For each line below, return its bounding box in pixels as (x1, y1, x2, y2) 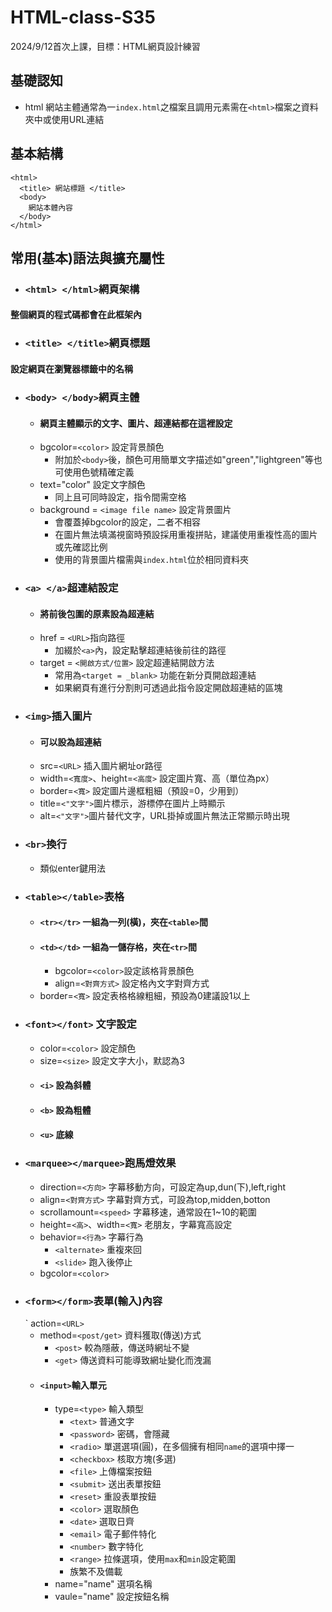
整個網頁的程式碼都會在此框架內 (10, 309, 142, 321)
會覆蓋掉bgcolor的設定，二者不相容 (54, 516, 201, 528)
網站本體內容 (28, 202, 73, 213)
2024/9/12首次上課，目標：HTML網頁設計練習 (10, 40, 201, 52)
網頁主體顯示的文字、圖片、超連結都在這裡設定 (39, 417, 233, 429)
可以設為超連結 (39, 736, 102, 748)
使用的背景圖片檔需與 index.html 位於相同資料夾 (54, 554, 249, 566)
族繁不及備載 (69, 1566, 123, 1578)
